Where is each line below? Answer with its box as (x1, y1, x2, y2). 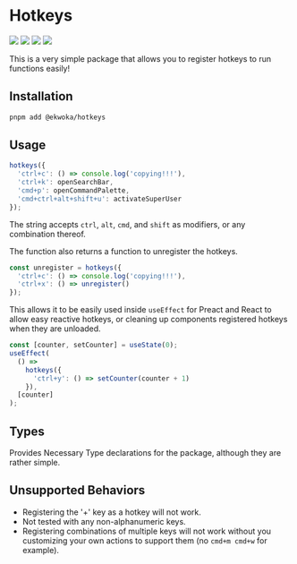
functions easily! (9, 63, 70, 73)
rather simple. (9, 457, 61, 467)
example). (21, 544, 60, 555)
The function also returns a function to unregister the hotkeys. (9, 245, 239, 256)
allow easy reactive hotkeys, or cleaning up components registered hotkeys (9, 314, 288, 325)
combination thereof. (9, 228, 87, 239)
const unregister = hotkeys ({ (9, 263, 123, 272)
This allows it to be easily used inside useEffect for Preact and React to (9, 304, 272, 315)
